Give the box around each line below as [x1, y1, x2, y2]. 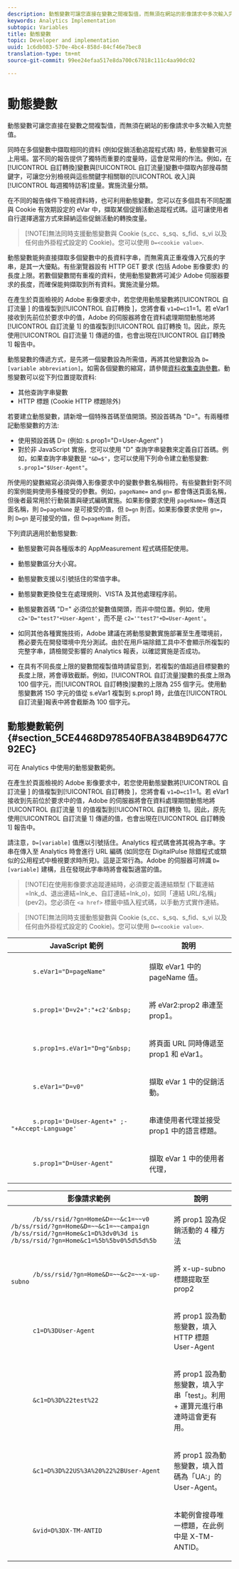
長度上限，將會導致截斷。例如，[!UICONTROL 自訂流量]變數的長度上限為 [17, 670, 231, 679]
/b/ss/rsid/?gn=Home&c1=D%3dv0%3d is [11, 1229, 139, 1237]
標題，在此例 [181, 1520, 224, 1530]
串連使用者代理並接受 [149, 1115, 221, 1125]
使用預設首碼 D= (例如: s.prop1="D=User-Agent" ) [17, 436, 164, 445]
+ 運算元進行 [174, 1401, 216, 1411]
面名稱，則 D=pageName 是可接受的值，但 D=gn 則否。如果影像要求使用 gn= [7, 505, 221, 513]
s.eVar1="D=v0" [33, 1082, 84, 1091]
